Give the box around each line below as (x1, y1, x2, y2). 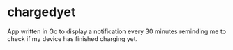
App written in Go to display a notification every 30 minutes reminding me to (7, 27, 227, 35)
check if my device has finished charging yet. (7, 34, 138, 42)
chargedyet (7, 4, 76, 20)
